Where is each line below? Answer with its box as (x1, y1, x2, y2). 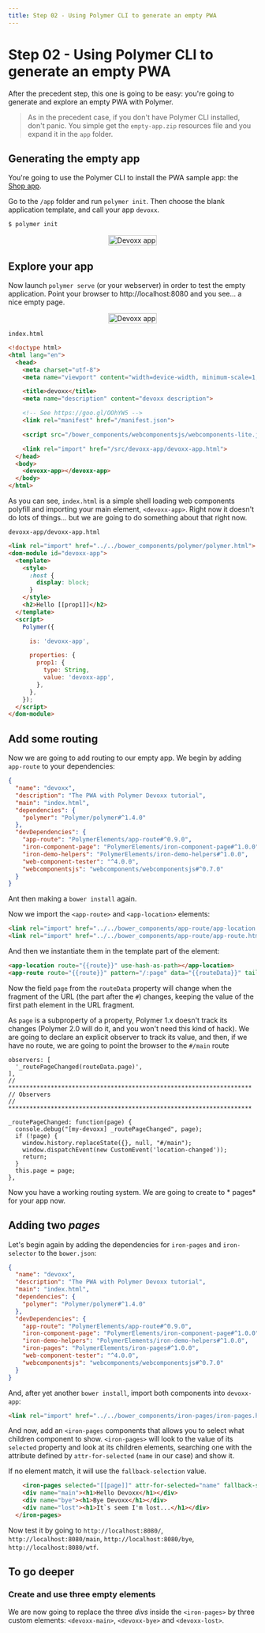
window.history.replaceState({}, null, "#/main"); (22, 1139, 192, 1147)
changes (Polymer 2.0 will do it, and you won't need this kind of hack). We (8, 1023, 250, 1033)
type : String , (43, 666, 90, 675)
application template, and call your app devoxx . (8, 205, 160, 214)
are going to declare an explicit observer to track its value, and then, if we (8, 1032, 248, 1041)
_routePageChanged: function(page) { (8, 1118, 132, 1126)
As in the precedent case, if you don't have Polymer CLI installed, (27, 112, 241, 122)
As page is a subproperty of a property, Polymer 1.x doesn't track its (8, 1015, 228, 1025)
